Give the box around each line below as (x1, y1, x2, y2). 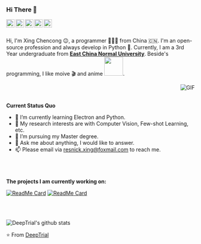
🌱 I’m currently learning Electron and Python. (14, 114, 126, 121)
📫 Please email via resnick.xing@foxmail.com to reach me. (14, 146, 161, 153)
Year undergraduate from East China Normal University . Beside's (6, 50, 169, 58)
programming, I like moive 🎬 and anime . (6, 70, 125, 78)
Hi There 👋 (6, 5, 37, 14)
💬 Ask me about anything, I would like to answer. (14, 139, 135, 147)
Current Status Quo (6, 102, 56, 109)
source (6, 44, 24, 51)
